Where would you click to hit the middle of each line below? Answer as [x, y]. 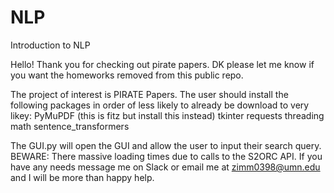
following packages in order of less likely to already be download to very [160, 105]
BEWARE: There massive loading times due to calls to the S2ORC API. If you [166, 156]
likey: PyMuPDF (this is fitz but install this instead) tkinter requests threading [167, 115]
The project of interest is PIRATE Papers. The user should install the [149, 94]
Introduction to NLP [50, 45]
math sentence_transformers [70, 126]
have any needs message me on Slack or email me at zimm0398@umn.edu [165, 167]
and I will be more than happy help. [82, 177]
